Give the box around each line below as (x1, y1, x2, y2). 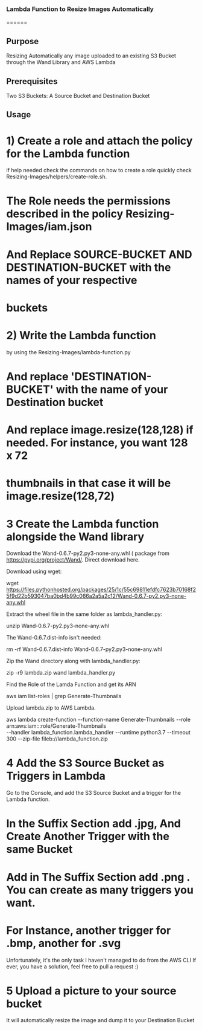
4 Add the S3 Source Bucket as (6, 756, 165, 770)
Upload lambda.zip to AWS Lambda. (6, 704, 96, 711)
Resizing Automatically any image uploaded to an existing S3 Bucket (6, 52, 176, 59)
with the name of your (55, 383, 168, 396)
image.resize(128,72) (6, 489, 115, 503)
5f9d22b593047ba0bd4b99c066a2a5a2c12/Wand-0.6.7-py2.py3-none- (6, 592, 187, 600)
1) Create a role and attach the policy (6, 134, 193, 147)
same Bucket (6, 843, 73, 857)
